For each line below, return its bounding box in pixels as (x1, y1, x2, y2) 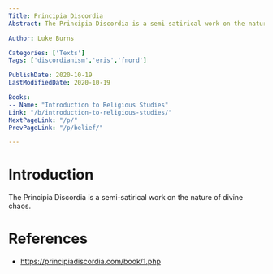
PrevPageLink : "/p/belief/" (8, 124, 104, 132)
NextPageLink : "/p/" (8, 115, 79, 124)
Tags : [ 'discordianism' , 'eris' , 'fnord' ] (8, 56, 148, 65)
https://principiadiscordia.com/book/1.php (19, 257, 161, 267)
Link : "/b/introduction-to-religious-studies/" (8, 108, 173, 116)
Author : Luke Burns (8, 34, 75, 42)
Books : (8, 94, 31, 102)
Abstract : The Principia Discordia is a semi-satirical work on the (8, 20, 245, 28)
